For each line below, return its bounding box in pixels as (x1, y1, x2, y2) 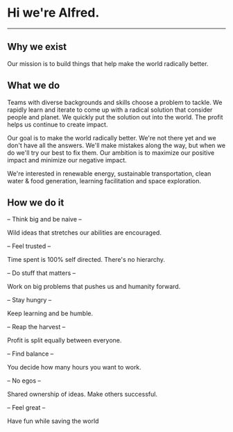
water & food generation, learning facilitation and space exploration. (7, 176, 202, 185)
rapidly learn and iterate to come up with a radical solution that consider (7, 106, 213, 114)
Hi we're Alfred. (7, 5, 100, 21)
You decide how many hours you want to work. (7, 363, 142, 372)
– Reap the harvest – (7, 323, 66, 331)
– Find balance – (7, 349, 54, 358)
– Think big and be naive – (7, 215, 82, 224)
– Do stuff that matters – (7, 269, 76, 277)
